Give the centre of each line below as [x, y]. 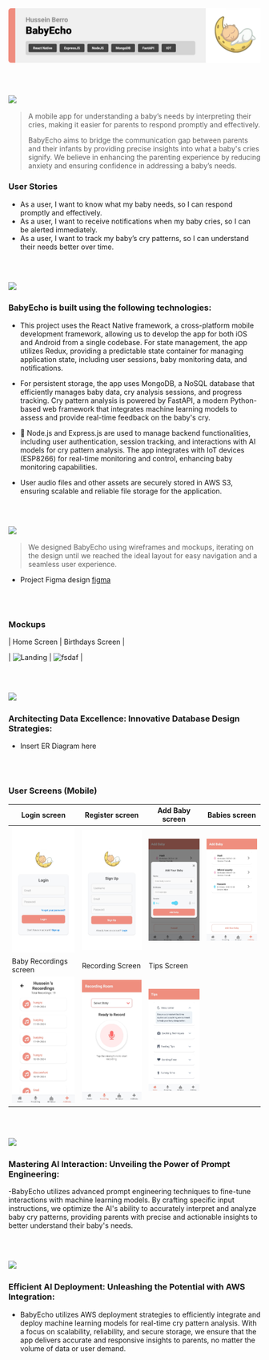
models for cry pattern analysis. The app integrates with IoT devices [132, 450]
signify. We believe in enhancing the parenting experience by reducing [144, 157]
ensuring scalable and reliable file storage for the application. [121, 491]
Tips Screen [168, 965]
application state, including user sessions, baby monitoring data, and [133, 359]
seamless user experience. [72, 564]
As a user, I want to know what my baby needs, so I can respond [126, 204]
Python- [244, 400]
